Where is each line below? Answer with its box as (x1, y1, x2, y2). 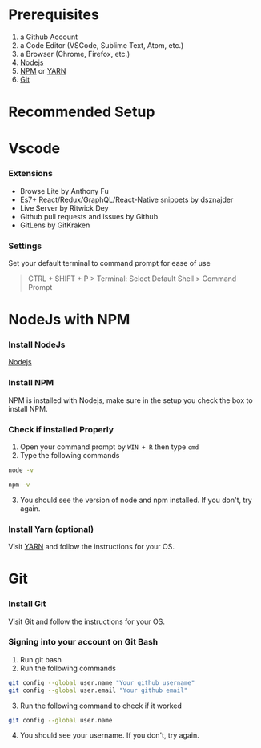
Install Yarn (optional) (8, 523, 94, 534)
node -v (8, 466, 34, 474)
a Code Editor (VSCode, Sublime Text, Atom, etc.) (19, 40, 184, 50)
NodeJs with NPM (8, 311, 130, 329)
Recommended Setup (8, 103, 155, 121)
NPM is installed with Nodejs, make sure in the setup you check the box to (8, 395, 254, 405)
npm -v (8, 481, 30, 489)
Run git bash (19, 654, 62, 664)
